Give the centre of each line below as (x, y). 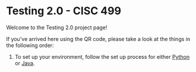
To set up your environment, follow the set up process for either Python (102, 57)
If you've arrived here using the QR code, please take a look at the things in (98, 39)
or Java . (25, 63)
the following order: (30, 45)
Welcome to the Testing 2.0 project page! (57, 27)
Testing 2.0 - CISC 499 (64, 11)
